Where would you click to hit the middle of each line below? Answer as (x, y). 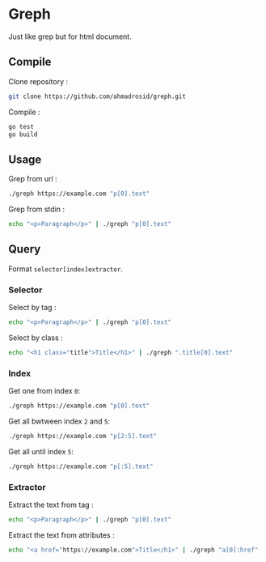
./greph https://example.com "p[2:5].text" (83, 436)
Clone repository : (38, 81)
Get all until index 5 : (41, 451)
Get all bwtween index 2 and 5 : (59, 421)
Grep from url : (33, 179)
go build (23, 134)
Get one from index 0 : (44, 391)
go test (21, 126)
